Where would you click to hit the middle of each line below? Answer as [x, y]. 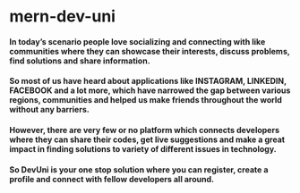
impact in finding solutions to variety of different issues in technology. [143, 148]
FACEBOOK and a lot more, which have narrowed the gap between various [150, 90]
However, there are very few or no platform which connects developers [145, 130]
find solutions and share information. [80, 61]
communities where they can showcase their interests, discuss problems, [150, 51]
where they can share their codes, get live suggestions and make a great [147, 139]
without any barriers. [49, 110]
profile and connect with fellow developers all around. [112, 179]
